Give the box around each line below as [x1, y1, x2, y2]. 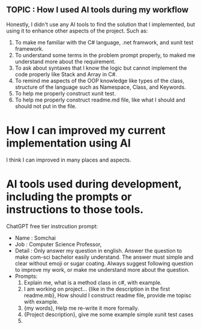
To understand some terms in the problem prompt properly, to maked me [14, 51, 196, 59]
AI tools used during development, [6, 177, 182, 191]
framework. [14, 45, 44, 52]
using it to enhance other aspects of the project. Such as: [6, 27, 148, 34]
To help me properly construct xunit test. [14, 89, 116, 97]
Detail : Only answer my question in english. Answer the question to [14, 247, 182, 254]
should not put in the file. [14, 102, 77, 110]
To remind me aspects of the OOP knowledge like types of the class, [14, 77, 185, 84]
